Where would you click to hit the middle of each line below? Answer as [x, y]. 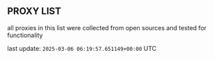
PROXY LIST [34, 11]
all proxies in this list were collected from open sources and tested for [107, 27]
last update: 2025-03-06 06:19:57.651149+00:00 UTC [82, 48]
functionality [25, 35]
